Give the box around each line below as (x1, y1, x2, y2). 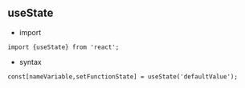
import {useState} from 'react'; (7, 43, 120, 51)
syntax (18, 57, 42, 66)
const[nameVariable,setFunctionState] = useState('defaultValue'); (7, 72, 239, 81)
